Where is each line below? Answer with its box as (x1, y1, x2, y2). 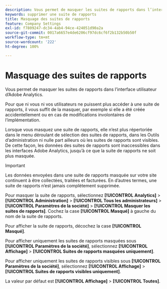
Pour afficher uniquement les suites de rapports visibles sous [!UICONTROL (5, 258, 161, 264)
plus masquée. (5, 153, 36, 159)
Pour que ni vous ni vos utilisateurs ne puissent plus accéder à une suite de (5, 101, 160, 107)
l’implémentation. (5, 117, 41, 123)
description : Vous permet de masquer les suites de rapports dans (5, 7, 146, 12)
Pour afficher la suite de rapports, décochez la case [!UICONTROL (5, 223, 142, 229)
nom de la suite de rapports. (5, 213, 63, 219)
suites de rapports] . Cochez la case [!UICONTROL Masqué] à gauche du (5, 208, 156, 214)
